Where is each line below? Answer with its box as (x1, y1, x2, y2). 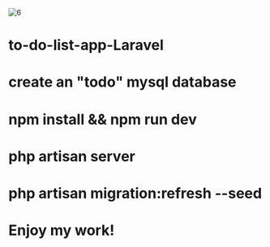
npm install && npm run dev (8, 110, 197, 129)
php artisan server (8, 147, 135, 165)
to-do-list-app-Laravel (8, 36, 165, 54)
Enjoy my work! (8, 221, 115, 240)
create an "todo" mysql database (8, 73, 237, 92)
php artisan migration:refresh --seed (8, 184, 262, 202)
